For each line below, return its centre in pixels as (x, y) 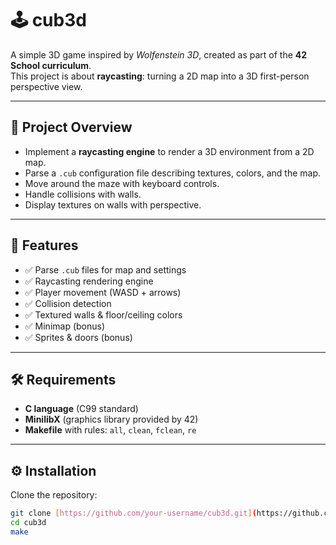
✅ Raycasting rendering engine (89, 281)
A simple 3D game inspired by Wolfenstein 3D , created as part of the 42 (159, 54)
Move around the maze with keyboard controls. (122, 183)
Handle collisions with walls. (83, 194)
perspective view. (46, 86)
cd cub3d (28, 523)
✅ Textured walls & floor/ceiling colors (103, 314)
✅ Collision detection (68, 303)
